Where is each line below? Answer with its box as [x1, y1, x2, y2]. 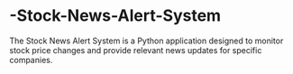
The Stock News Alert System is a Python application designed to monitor [9, 35, 284, 46]
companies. [9, 54, 53, 65]
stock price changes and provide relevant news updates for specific [9, 44, 262, 55]
